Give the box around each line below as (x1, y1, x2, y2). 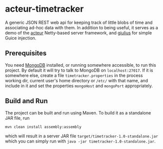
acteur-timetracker (5, 3, 84, 15)
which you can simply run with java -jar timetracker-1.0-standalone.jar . (5, 138, 156, 144)
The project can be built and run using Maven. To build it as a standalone (5, 110, 151, 115)
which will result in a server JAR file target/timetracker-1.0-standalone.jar (5, 133, 158, 139)
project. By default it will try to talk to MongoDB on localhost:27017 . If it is (5, 67, 153, 73)
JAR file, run (5, 115, 30, 121)
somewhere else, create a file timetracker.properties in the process (5, 72, 143, 78)
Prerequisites (5, 49, 47, 57)
